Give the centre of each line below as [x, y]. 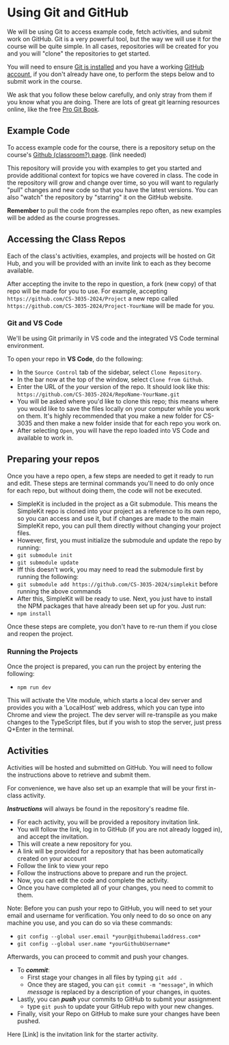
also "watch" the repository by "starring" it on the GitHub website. [100, 197]
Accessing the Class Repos [67, 239]
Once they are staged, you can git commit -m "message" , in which [120, 984]
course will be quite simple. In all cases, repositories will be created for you [113, 46]
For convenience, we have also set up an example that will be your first [107, 788]
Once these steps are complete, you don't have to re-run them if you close [112, 626]
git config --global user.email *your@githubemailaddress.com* [109, 937]
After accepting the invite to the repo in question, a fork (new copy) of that [112, 283]
